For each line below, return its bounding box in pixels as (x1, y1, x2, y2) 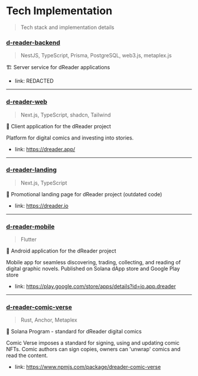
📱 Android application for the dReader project (6, 247, 117, 255)
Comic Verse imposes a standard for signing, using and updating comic (6, 339, 180, 346)
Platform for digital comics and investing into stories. (6, 134, 134, 141)
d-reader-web (6, 98, 48, 106)
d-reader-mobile (6, 222, 55, 231)
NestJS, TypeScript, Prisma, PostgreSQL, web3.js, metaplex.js (20, 52, 172, 59)
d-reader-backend (6, 38, 61, 47)
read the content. (6, 352, 48, 359)
